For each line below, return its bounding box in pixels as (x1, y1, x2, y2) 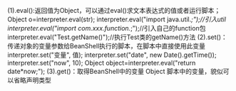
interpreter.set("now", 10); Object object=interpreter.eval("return (7, 59, 196, 67)
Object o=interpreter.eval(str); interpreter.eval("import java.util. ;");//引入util (7, 15, 227, 23)
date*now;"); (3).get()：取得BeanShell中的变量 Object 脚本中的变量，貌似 (7, 67, 223, 75)
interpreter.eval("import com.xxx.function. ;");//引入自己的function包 (7, 24, 206, 32)
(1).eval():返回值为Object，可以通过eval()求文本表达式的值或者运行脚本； (7, 6, 221, 14)
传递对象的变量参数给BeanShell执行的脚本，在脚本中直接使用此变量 (7, 42, 205, 50)
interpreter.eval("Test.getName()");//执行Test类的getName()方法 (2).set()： (7, 33, 228, 41)
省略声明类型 (13, 76, 51, 84)
